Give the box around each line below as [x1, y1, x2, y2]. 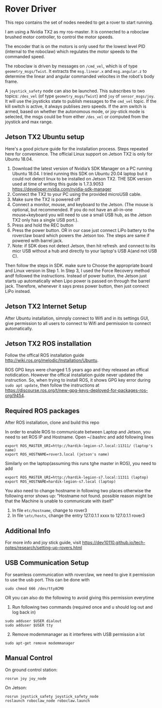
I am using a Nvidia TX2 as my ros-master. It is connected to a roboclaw [5, 29, 149, 34]
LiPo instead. [5, 288, 31, 294]
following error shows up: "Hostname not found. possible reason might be [5, 493, 153, 499]
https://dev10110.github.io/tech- [82, 540, 146, 545]
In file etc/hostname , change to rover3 [12, 508, 87, 514]
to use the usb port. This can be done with [5, 577, 90, 582]
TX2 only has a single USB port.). [12, 217, 79, 223]
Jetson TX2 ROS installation [5, 339, 92, 348]
